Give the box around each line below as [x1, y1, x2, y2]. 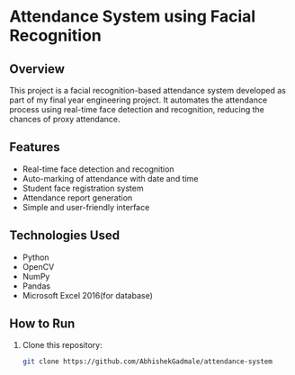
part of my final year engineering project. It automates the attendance [9, 94, 268, 105]
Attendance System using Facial [9, 6, 256, 27]
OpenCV [22, 261, 55, 272]
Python [22, 252, 49, 263]
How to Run [9, 317, 76, 332]
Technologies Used [9, 228, 120, 244]
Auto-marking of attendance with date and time [22, 173, 199, 183]
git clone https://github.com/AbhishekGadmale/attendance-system [22, 357, 273, 366]
